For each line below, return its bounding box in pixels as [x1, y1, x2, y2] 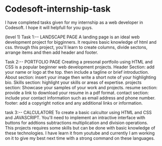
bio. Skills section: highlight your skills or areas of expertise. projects [5, 79, 142, 85]
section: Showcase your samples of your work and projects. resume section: [5, 84, 158, 90]
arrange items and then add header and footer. [5, 49, 98, 55]
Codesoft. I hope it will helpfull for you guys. [5, 24, 93, 30]
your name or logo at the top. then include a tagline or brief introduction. [5, 69, 149, 75]
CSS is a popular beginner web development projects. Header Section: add [5, 64, 155, 70]
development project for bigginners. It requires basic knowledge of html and [5, 39, 157, 45]
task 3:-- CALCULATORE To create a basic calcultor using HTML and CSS [5, 109, 152, 115]
